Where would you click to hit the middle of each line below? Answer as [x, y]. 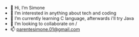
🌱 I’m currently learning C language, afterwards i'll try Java [72, 18]
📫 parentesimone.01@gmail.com [45, 29]
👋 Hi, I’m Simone [27, 8]
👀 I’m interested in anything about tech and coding [63, 13]
